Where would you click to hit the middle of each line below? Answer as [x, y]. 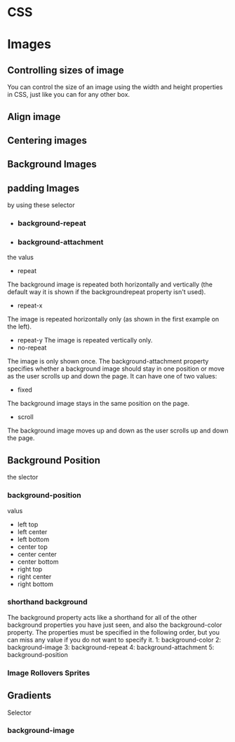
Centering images [47, 140]
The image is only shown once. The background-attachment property [108, 362]
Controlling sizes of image [66, 70]
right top [30, 569]
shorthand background [47, 602]
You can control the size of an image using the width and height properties [115, 87]
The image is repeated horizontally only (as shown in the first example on [113, 319]
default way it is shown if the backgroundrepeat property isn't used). [107, 292]
